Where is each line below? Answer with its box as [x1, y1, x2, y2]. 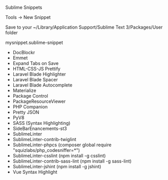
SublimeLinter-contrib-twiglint [12, 137, 77, 142]
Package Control [12, 93, 49, 99]
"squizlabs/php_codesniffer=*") [12, 147, 80, 153]
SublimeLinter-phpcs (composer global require [12, 142, 112, 148]
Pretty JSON [12, 109, 39, 115]
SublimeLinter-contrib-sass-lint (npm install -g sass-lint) [12, 158, 132, 164]
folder [5, 30, 18, 35]
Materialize [12, 87, 37, 94]
